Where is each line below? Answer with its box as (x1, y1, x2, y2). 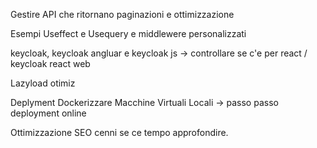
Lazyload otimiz (10, 77, 76, 89)
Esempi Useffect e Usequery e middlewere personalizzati (10, 28, 247, 39)
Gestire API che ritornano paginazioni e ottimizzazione (10, 9, 235, 20)
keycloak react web (10, 58, 91, 69)
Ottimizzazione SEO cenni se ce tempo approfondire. (10, 127, 229, 138)
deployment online (10, 107, 87, 119)
